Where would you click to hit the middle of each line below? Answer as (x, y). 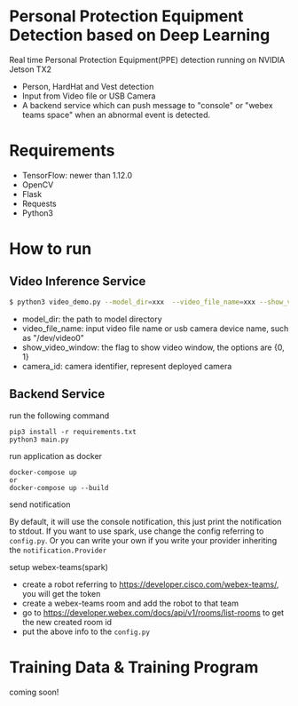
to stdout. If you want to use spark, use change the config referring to (137, 531)
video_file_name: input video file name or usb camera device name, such (155, 328)
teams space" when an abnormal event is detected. (116, 115)
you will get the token (61, 593)
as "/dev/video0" (53, 337)
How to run (51, 249)
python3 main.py (39, 440)
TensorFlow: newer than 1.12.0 (77, 175)
